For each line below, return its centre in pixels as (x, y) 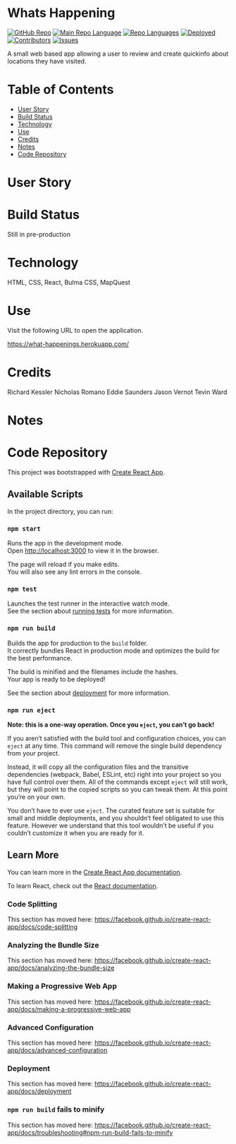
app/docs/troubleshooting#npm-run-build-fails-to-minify (90, 1132)
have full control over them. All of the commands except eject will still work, (118, 782)
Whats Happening (61, 13)
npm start (24, 529)
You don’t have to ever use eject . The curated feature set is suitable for (111, 810)
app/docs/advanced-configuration (57, 1050)
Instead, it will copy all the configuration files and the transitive (98, 767)
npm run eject (31, 710)
